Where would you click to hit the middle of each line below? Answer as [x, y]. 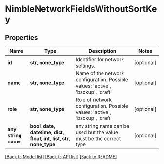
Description [102, 51]
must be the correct [98, 138]
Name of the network [100, 73]
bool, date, [42, 126]
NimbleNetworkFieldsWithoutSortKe [81, 9]
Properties [21, 37]
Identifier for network [100, 59]
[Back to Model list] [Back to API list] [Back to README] [61, 157]
